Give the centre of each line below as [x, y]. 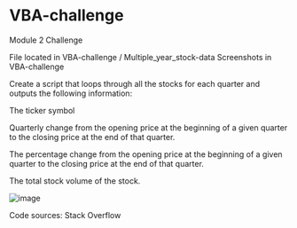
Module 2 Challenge [46, 40]
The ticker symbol [42, 110]
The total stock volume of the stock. [75, 181]
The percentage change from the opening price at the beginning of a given [146, 154]
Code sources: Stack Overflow [65, 215]
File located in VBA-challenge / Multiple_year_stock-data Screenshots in [141, 57]
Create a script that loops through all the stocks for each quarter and [134, 83]
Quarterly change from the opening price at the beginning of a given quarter [148, 127]
